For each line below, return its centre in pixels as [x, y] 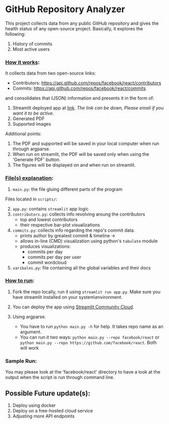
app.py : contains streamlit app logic [50, 208]
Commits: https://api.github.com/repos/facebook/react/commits [79, 88]
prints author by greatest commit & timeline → [68, 235]
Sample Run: [21, 361]
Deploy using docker [34, 405]
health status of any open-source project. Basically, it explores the [74, 28]
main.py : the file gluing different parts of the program [67, 189]
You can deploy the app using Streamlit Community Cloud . [73, 307]
